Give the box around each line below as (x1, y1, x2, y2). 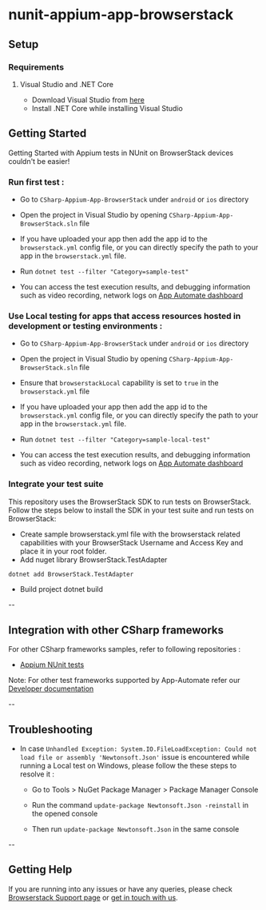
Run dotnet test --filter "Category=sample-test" (19, 266, 189, 276)
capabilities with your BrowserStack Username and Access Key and (19, 537, 244, 547)
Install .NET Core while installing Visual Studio (31, 103, 184, 113)
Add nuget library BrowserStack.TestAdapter (19, 554, 168, 565)
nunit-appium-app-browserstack (8, 6, 234, 24)
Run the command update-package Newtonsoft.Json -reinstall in (31, 800, 249, 810)
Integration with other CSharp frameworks (8, 623, 224, 637)
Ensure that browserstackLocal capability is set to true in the (19, 378, 219, 388)
